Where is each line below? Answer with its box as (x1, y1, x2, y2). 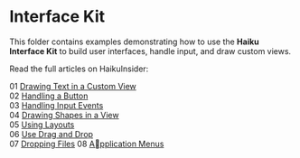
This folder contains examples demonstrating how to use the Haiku (9, 36, 259, 47)
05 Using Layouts (9, 119, 75, 130)
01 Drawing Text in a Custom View (9, 80, 137, 91)
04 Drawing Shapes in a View (9, 109, 119, 120)
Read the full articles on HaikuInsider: (9, 63, 149, 74)
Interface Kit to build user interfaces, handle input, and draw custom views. (9, 45, 292, 56)
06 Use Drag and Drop (9, 128, 93, 139)
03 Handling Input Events (9, 99, 104, 110)
